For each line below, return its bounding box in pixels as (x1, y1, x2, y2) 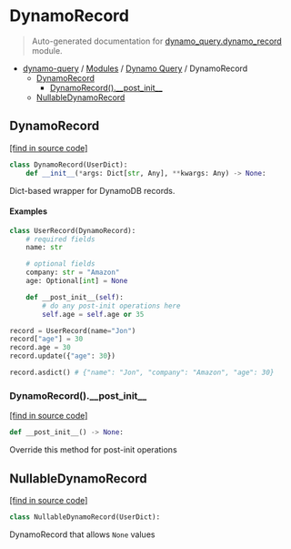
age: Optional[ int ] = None (25, 277, 128, 286)
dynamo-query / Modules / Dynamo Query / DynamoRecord (22, 63, 248, 74)
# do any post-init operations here (42, 301, 181, 310)
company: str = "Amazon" (25, 268, 120, 278)
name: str (25, 243, 64, 252)
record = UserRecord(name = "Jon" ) (9, 326, 136, 335)
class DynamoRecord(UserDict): (9, 160, 128, 169)
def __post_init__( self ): (25, 292, 125, 301)
